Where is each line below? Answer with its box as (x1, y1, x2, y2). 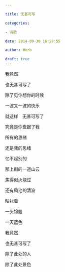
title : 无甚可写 (5, 11, 35, 16)
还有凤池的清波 (5, 187, 35, 193)
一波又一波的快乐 (5, 103, 40, 109)
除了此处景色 (5, 262, 31, 267)
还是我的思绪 (5, 145, 31, 151)
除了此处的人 (5, 251, 31, 257)
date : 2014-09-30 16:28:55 (5, 38, 61, 44)
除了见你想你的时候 (5, 92, 44, 98)
